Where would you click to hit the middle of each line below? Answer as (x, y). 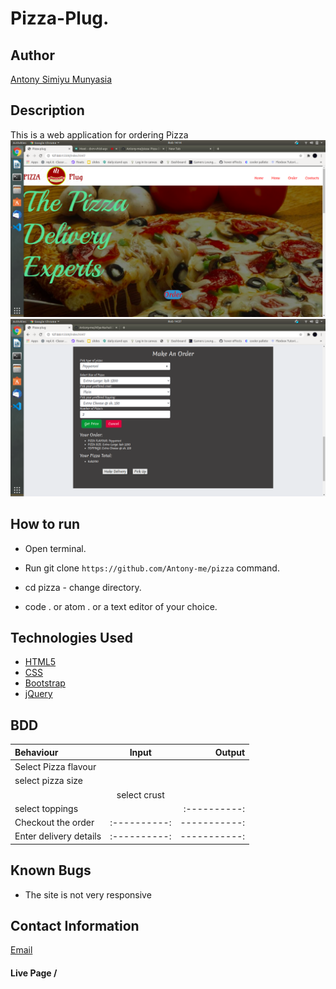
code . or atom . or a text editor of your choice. (121, 606)
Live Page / (34, 973)
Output (230, 752)
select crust (140, 794)
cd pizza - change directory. (83, 587)
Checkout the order (54, 822)
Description (47, 110)
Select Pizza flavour (55, 766)
